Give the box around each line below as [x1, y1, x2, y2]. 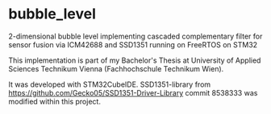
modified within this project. [8, 96, 101, 106]
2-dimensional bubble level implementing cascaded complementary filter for [8, 31, 263, 41]
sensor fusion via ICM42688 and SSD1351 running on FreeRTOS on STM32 [8, 39, 258, 49]
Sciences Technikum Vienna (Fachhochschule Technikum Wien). [8, 63, 224, 73]
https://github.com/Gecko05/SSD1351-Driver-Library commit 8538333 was [8, 88, 258, 97]
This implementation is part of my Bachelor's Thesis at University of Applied [8, 55, 261, 65]
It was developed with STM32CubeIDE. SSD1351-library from [8, 79, 211, 89]
